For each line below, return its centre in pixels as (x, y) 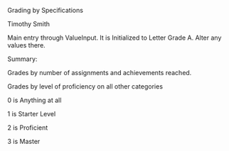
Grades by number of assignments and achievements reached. (100, 73)
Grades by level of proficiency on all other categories (85, 86)
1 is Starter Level (32, 114)
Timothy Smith (29, 24)
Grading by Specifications (46, 10)
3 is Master (24, 141)
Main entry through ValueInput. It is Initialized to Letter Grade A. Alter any (114, 38)
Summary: (22, 59)
